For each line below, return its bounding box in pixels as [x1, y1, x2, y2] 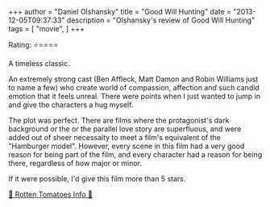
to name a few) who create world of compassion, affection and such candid [8, 83, 260, 92]
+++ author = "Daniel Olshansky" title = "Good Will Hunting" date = [8, 7, 232, 16]
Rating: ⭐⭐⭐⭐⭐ [8, 40, 59, 49]
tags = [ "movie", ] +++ [8, 24, 85, 33]
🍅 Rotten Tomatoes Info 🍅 [8, 189, 93, 199]
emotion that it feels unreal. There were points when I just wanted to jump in [8, 92, 260, 101]
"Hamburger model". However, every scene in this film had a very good [8, 141, 245, 151]
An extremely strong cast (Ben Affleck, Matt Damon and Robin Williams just [8, 74, 259, 84]
